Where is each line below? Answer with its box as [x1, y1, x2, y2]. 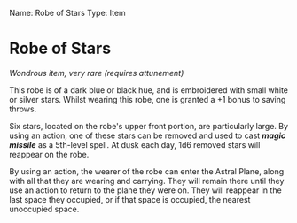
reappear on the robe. [9, 149, 90, 159]
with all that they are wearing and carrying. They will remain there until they [9, 175, 285, 186]
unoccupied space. [9, 204, 80, 214]
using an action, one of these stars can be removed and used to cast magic [9, 130, 286, 141]
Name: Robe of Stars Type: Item [9, 8, 126, 18]
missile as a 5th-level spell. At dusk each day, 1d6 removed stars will [9, 139, 261, 150]
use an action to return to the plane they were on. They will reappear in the [9, 185, 282, 196]
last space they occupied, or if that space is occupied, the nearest [9, 194, 251, 204]
